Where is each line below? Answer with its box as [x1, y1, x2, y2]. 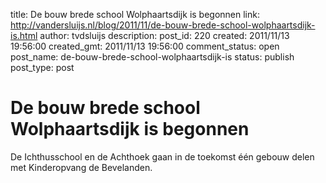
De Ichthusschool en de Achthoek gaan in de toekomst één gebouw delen [10, 150, 315, 163]
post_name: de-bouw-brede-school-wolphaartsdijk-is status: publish [10, 51, 295, 63]
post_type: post [10, 62, 75, 73]
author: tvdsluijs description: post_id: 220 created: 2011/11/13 [39, 30, 290, 41]
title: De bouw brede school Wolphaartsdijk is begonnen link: [10, 9, 260, 20]
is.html [10, 30, 38, 41]
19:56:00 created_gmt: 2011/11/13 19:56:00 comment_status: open [10, 40, 280, 52]
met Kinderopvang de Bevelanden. [10, 161, 153, 173]
